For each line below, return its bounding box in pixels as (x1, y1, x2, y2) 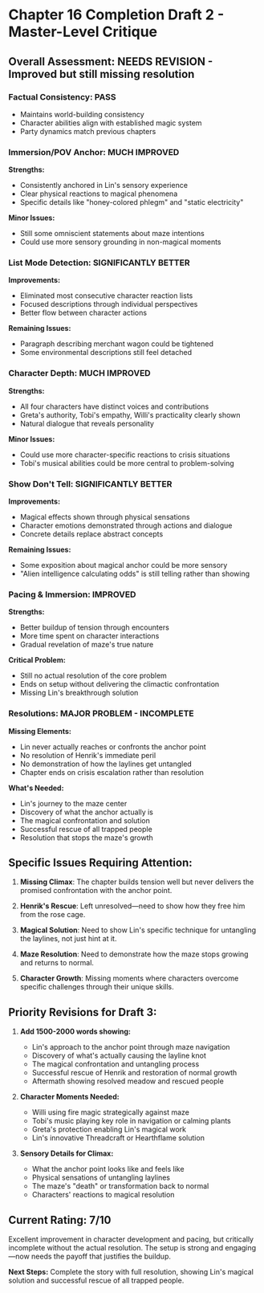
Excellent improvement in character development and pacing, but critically (8, 1234, 254, 1244)
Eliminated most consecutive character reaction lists (19, 291, 193, 300)
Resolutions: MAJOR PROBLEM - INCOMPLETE (8, 708, 194, 720)
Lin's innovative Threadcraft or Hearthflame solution (31, 1133, 205, 1143)
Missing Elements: (8, 726, 72, 736)
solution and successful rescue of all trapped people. (8, 1275, 185, 1286)
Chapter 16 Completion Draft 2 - (8, 6, 225, 24)
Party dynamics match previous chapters (19, 126, 156, 136)
